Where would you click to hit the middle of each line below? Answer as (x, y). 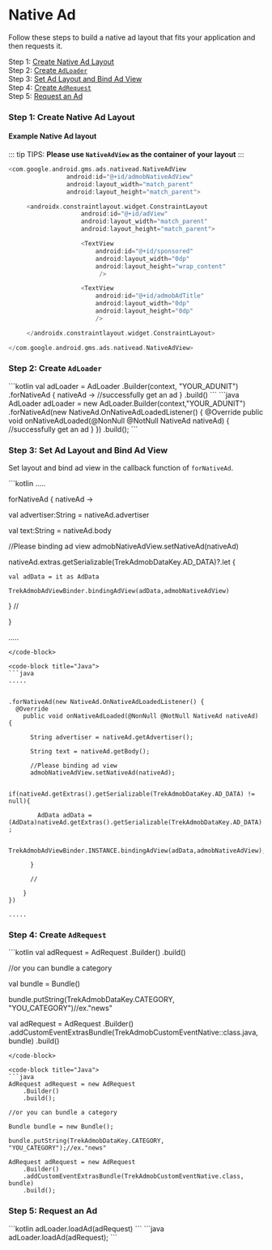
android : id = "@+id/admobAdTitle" (150, 296)
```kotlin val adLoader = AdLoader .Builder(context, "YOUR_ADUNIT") (123, 386)
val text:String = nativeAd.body (60, 531)
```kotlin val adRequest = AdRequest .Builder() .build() (97, 953)
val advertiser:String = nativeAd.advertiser (79, 515)
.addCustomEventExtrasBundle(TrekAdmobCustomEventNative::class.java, (134, 1032)
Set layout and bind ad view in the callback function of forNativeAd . (121, 468)
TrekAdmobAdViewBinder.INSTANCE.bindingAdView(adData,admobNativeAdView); (137, 851)
